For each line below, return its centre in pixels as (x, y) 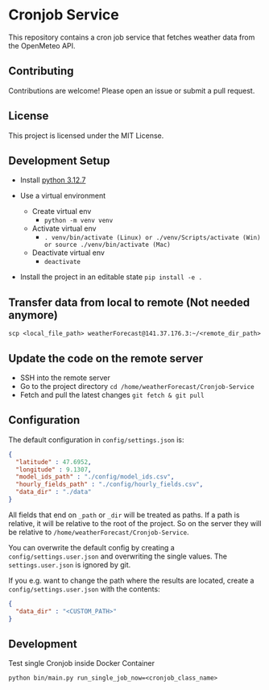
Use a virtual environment (63, 196)
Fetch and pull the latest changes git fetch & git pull (112, 395)
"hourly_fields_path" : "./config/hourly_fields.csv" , (110, 485)
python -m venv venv (79, 221)
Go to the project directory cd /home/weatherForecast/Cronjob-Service (137, 386)
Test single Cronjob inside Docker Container (82, 663)
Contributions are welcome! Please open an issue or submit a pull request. (132, 90)
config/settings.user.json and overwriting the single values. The (118, 556)
